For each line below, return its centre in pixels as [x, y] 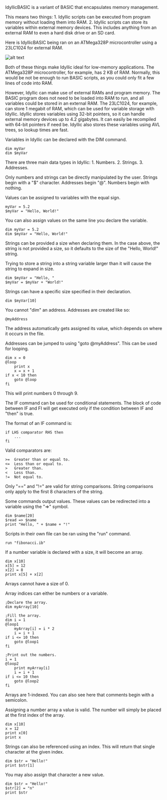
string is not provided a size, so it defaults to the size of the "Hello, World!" [82, 248]
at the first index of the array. [35, 715]
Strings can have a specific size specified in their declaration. [68, 291]
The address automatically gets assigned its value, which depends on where [84, 328]
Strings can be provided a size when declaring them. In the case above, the [83, 243]
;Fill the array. [23, 616]
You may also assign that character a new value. [55, 775]
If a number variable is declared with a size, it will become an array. [74, 552]
